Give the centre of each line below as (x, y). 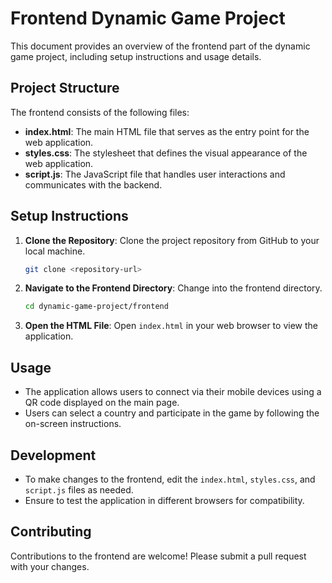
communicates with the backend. (93, 184)
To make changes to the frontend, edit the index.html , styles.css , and (170, 479)
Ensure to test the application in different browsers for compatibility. (164, 500)
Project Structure (65, 88)
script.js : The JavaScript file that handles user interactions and (155, 174)
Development (53, 455)
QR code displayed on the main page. (102, 403)
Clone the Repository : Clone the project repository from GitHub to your (172, 240)
